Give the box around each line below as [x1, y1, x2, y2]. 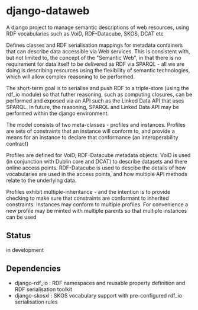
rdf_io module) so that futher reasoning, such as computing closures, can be [6, 91, 193, 98]
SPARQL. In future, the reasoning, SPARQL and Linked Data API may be [6, 103, 179, 110]
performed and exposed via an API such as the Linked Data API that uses [6, 97, 184, 104]
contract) [6, 140, 29, 147]
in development [6, 246, 44, 253]
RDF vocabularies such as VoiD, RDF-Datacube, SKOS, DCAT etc [6, 30, 164, 37]
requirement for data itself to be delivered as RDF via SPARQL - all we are [6, 60, 185, 68]
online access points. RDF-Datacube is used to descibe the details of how [6, 164, 186, 171]
